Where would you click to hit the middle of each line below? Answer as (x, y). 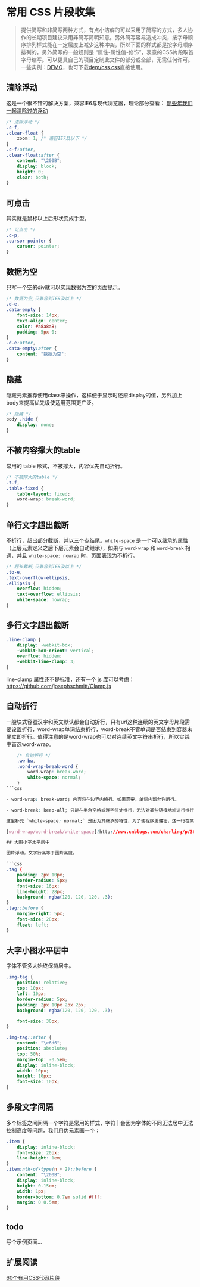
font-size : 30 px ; (38, 1021)
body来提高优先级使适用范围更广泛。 (51, 402)
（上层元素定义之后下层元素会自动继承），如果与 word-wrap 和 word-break (95, 548)
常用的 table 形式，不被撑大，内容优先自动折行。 (66, 466)
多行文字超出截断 (37, 625)
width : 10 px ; (33, 1071)
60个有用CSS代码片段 (33, 1277)
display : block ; (37, 166)
